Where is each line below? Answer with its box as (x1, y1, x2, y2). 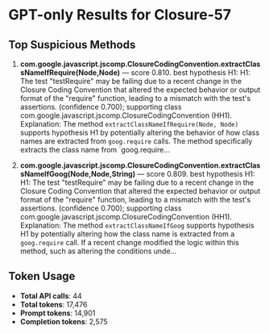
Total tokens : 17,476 (19, 299, 88, 309)
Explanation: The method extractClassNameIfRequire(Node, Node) (19, 119, 239, 128)
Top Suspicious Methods (8, 38, 136, 52)
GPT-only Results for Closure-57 (8, 6, 232, 24)
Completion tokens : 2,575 (19, 316, 109, 326)
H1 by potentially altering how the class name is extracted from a (19, 229, 235, 239)
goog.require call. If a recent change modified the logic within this (19, 238, 239, 247)
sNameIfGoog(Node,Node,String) (19, 169, 135, 178)
